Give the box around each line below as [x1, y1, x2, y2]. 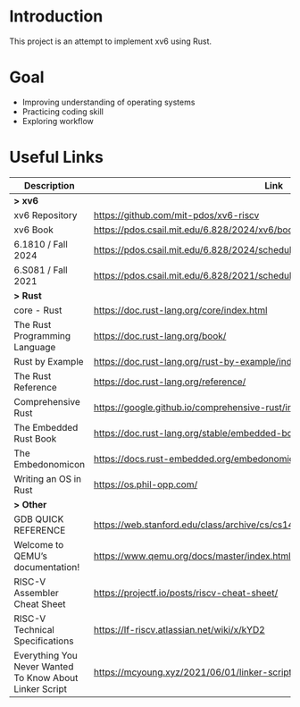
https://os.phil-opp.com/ [93, 478, 198, 491]
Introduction [9, 6, 104, 27]
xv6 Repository [13, 208, 78, 221]
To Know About [13, 671, 79, 684]
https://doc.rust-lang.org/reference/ [93, 375, 246, 388]
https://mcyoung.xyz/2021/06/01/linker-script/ [93, 666, 296, 678]
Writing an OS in [13, 472, 82, 484]
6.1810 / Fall [13, 238, 69, 250]
